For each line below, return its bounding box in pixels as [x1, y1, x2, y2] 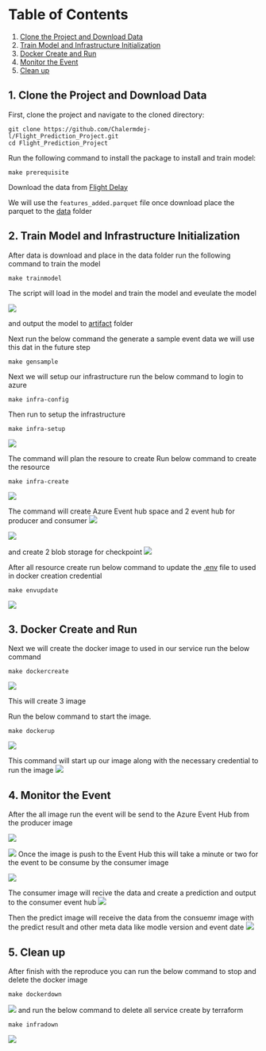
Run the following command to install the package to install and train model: [8, 153, 256, 162]
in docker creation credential [8, 571, 102, 580]
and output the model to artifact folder [8, 318, 133, 328]
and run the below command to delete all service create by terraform [17, 1006, 244, 1014]
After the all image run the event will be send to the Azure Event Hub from [8, 809, 250, 820]
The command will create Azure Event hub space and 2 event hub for [8, 506, 236, 516]
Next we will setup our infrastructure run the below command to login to [8, 371, 244, 381]
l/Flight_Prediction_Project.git [8, 132, 119, 140]
